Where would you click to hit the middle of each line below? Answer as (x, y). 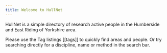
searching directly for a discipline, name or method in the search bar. (78, 45)
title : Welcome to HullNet (34, 10)
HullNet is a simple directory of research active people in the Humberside (82, 24)
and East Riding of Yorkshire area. (41, 30)
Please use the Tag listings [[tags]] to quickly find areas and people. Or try (83, 39)
